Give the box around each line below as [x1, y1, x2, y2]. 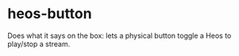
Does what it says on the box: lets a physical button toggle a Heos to [7, 31, 232, 40]
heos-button [7, 5, 92, 23]
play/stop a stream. [7, 39, 71, 48]
